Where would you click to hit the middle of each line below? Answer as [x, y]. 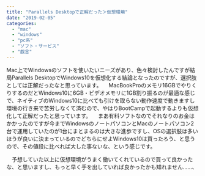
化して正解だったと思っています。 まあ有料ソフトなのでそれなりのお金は [100, 116]
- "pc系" [23, 40]
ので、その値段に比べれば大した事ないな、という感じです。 [81, 146]
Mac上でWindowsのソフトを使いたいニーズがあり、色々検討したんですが [98, 70]
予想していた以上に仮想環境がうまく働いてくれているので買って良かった [102, 159]
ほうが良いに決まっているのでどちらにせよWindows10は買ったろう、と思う [101, 139]
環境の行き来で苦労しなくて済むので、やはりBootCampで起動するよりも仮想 [102, 108]
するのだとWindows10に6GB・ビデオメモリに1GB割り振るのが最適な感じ [103, 93]
